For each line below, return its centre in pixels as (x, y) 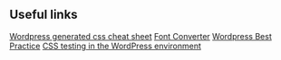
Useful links (44, 15)
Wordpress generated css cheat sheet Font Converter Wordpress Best (140, 36)
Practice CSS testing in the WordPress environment (106, 46)
